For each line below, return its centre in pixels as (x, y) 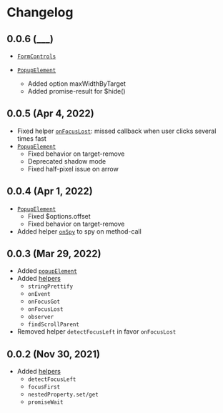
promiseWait (45, 402)
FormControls (36, 56)
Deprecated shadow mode (67, 161)
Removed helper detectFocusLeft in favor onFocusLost (96, 332)
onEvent (39, 294)
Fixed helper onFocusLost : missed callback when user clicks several (117, 131)
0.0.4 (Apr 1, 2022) (50, 191)
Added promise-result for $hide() (76, 91)
